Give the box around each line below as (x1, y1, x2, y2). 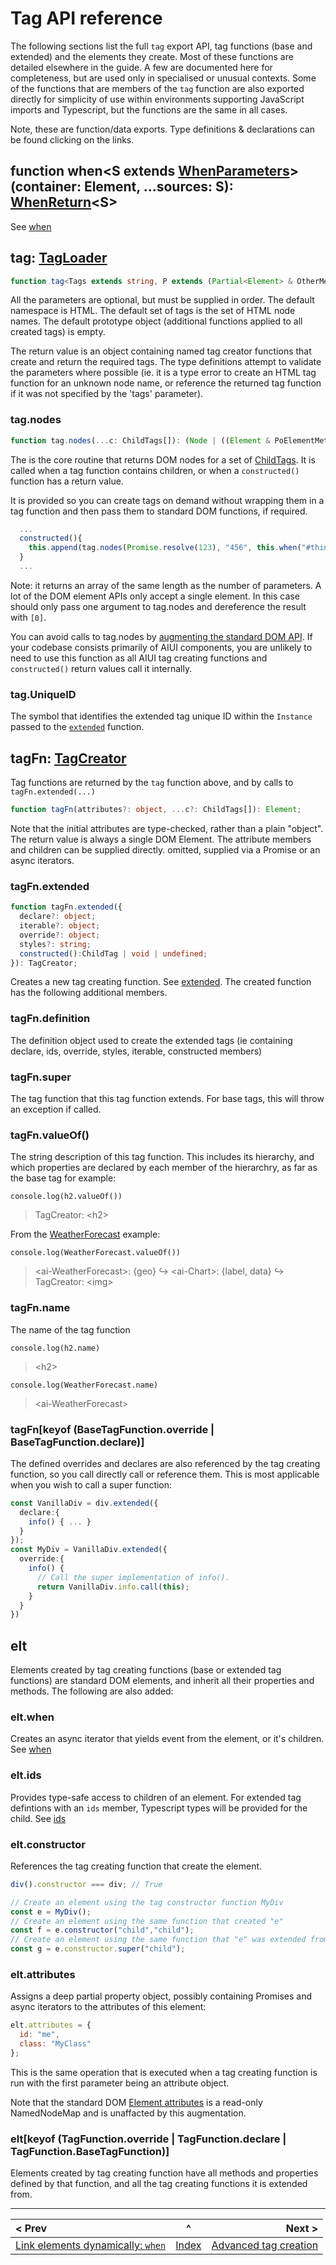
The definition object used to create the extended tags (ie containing (10, 1034, 293, 1046)
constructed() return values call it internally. (10, 662, 193, 674)
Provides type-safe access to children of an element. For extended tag (10, 1791, 302, 1803)
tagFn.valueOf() (10, 1128, 90, 1142)
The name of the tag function (10, 1323, 131, 1336)
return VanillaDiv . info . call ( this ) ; (36, 1582, 190, 1592)
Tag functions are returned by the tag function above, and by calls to (10, 777, 294, 789)
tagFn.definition (10, 1012, 91, 1026)
